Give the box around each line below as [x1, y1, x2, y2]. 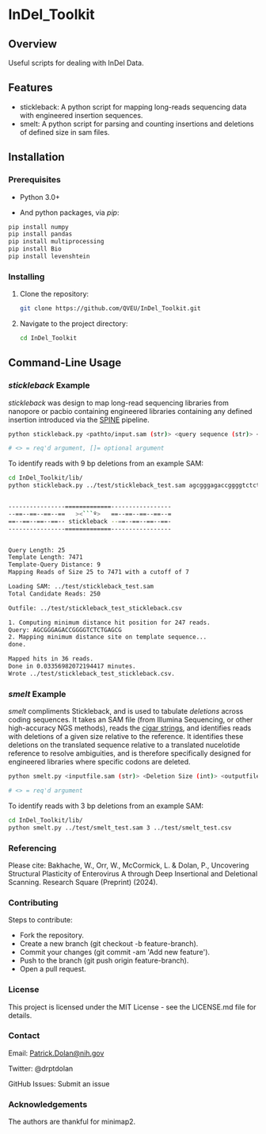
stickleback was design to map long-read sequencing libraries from [8, 398, 230, 408]
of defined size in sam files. [19, 127, 110, 136]
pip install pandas [8, 230, 73, 239]
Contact [8, 1030, 40, 1041]
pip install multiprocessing [8, 238, 104, 246]
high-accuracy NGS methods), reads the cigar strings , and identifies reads [8, 723, 252, 733]
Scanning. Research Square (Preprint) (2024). [8, 877, 158, 887]
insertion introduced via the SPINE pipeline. [8, 415, 150, 424]
